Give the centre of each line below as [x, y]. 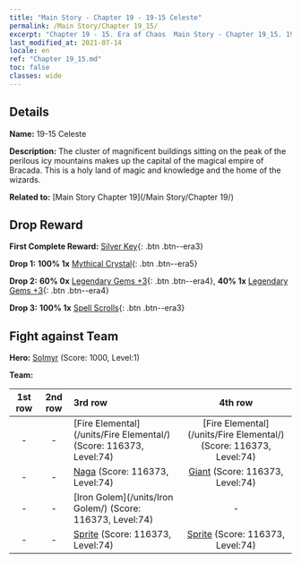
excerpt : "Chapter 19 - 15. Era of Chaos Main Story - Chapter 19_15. [146, 34]
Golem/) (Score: [107, 508]
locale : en [30, 51]
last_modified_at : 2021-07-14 [66, 43]
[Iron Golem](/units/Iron [123, 498]
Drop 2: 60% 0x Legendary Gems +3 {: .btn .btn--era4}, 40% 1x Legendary [149, 281]
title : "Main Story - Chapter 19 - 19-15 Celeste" [106, 17]
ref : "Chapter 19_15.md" [56, 59]
